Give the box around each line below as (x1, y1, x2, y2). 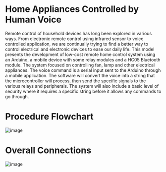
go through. (5, 93, 29, 100)
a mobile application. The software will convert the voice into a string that (5, 72, 155, 78)
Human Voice (5, 14, 62, 25)
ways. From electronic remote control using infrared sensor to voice (5, 36, 144, 42)
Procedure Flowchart (5, 111, 94, 122)
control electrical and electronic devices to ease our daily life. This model (5, 46, 155, 52)
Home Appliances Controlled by (5, 3, 139, 15)
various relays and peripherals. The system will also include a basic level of (5, 83, 159, 89)
